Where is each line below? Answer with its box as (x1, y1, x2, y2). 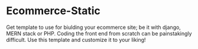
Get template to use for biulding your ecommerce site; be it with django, (6, 24, 181, 31)
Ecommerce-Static (6, 4, 100, 18)
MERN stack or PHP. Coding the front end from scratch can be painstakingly (6, 30, 192, 37)
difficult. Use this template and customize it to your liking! (6, 36, 146, 43)
